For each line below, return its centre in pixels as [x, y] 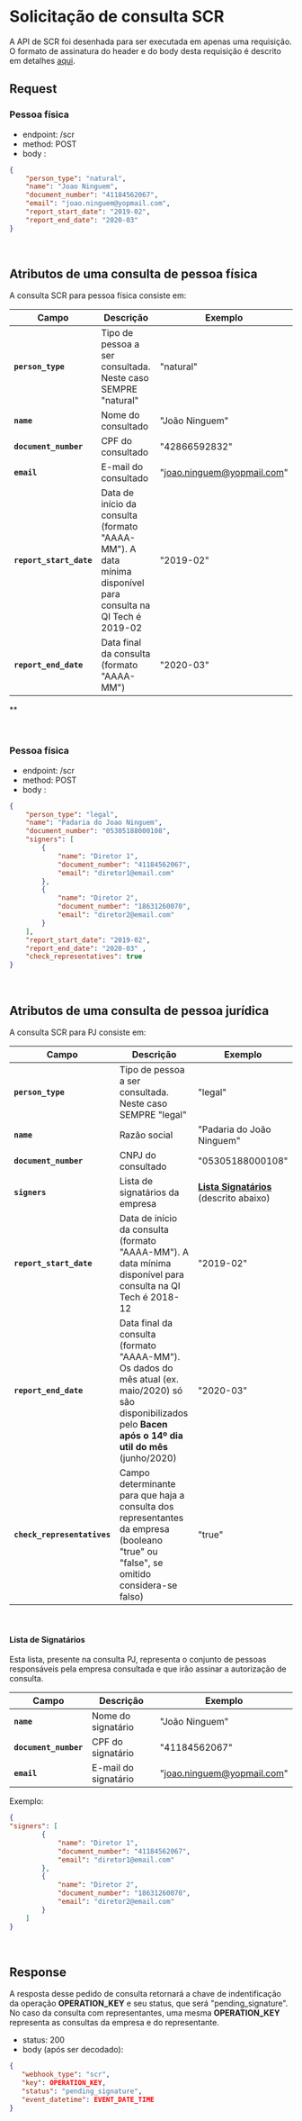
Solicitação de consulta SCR [117, 17]
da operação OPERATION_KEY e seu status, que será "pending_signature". [149, 2003]
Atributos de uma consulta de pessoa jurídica [139, 1011]
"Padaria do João [234, 1129]
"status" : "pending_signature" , [82, 2091]
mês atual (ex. [149, 1380]
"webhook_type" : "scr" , [66, 2075]
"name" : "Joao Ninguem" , [72, 186]
